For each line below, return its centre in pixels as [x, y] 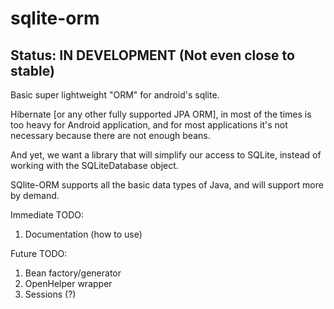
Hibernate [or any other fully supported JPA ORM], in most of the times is [161, 114]
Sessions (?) [50, 294]
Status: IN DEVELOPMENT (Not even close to [152, 55]
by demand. [35, 195]
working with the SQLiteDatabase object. [94, 165]
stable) [32, 70]
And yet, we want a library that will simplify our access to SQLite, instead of [166, 155]
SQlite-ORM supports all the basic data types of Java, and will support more [167, 185]
